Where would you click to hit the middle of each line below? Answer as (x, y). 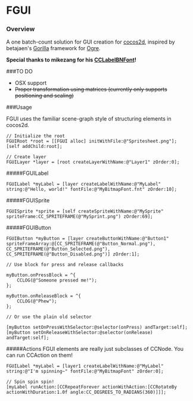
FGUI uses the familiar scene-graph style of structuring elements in (89, 119)
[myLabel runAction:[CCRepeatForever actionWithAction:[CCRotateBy (92, 387)
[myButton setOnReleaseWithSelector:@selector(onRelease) (80, 333)
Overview (21, 29)
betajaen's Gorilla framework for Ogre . (53, 48)
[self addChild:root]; (34, 147)
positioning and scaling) (44, 95)
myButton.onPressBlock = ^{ (41, 275)
